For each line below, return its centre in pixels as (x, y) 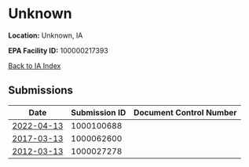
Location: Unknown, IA (46, 35)
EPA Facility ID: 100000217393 (58, 50)
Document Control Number (185, 112)
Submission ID (98, 112)
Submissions (40, 91)
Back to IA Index (35, 65)
